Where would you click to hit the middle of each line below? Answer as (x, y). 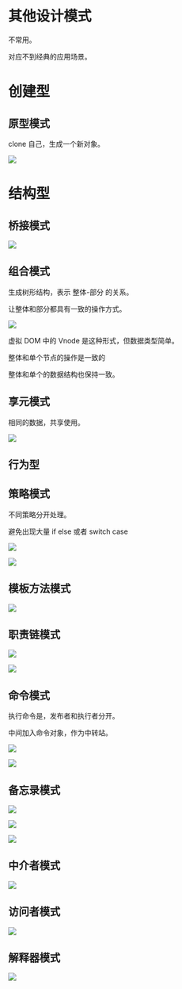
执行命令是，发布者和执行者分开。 (64, 716)
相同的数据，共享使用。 (46, 422)
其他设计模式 (50, 16)
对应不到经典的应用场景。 (50, 56)
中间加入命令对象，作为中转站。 (60, 733)
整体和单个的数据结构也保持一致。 (64, 374)
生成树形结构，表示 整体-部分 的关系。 (71, 292)
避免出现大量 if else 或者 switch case (68, 531)
